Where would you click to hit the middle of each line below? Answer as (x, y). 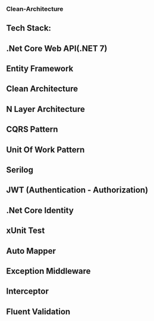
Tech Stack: (29, 28)
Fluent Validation (38, 311)
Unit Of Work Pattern (45, 150)
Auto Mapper (31, 251)
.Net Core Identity (40, 210)
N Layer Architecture (45, 109)
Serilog (20, 170)
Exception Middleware (48, 271)
